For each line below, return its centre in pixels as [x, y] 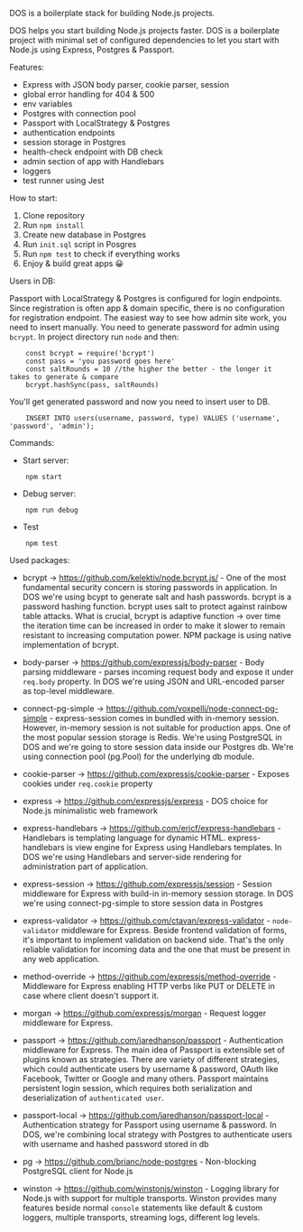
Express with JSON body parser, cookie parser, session [126, 84]
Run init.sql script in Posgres [79, 244]
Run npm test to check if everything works [101, 254]
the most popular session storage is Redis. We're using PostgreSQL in [152, 737]
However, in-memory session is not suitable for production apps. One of [156, 727]
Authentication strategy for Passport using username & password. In [149, 1125]
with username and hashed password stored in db [115, 1144]
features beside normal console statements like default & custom [142, 1208]
